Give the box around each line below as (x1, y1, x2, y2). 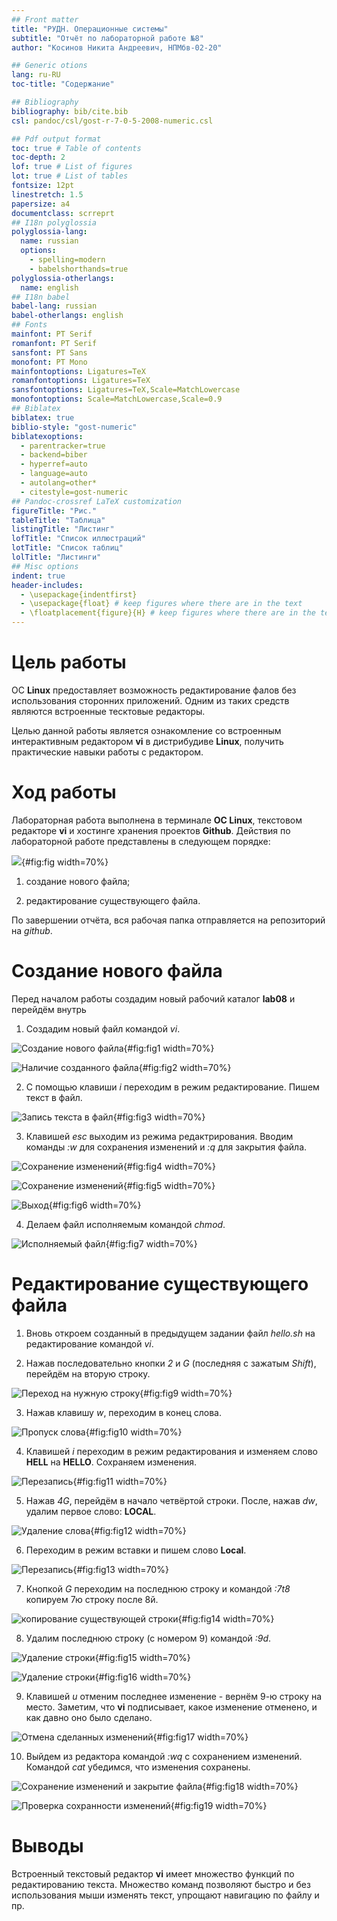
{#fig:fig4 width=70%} (122, 1160, 217, 1172)
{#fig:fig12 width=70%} (90, 1524, 187, 1536)
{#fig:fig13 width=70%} (72, 1563, 169, 1575)
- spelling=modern (29, 255, 106, 265)
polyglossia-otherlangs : (11, 273, 115, 283)
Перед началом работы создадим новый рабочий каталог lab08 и (11, 992, 296, 1005)
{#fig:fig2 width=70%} (138, 1061, 232, 1073)
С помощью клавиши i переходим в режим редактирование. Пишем (25, 1081, 320, 1093)
